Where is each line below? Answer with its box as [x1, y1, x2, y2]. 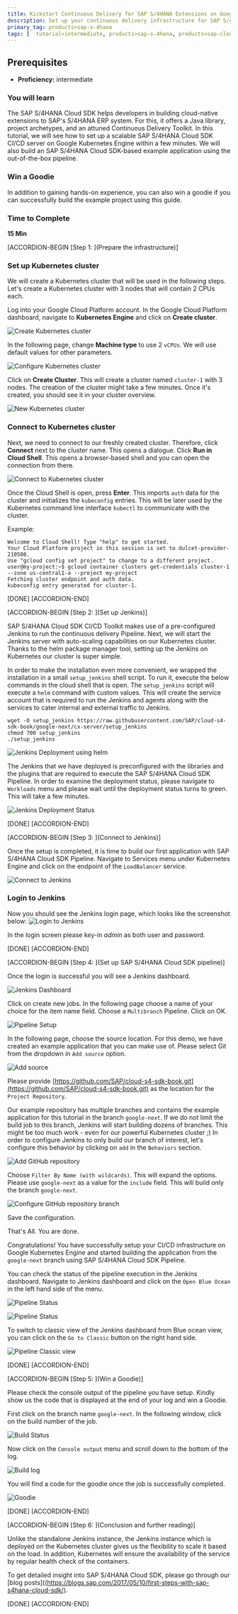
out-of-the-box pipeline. [7, 154, 78, 163]
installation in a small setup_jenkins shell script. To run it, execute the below [7, 673, 229, 681]
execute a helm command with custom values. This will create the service [7, 688, 222, 697]
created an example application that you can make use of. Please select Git [7, 1041, 227, 1050]
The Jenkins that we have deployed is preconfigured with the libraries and [7, 761, 225, 770]
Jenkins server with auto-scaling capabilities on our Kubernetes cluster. [7, 637, 217, 645]
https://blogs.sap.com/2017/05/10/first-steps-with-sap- [47, 1578, 210, 1586]
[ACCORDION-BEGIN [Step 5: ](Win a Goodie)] [7, 1374, 144, 1383]
